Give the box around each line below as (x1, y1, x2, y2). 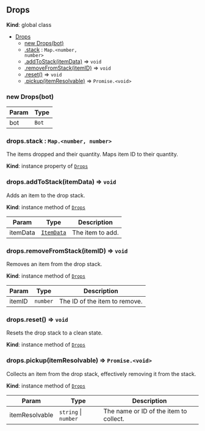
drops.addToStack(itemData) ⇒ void (6, 178, 117, 186)
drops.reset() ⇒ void (6, 315, 68, 324)
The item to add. (72, 228, 119, 237)
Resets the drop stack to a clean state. (6, 329, 103, 336)
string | (59, 407, 82, 416)
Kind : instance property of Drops (6, 162, 88, 170)
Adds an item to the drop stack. (6, 192, 85, 199)
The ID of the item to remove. (59, 297, 143, 305)
